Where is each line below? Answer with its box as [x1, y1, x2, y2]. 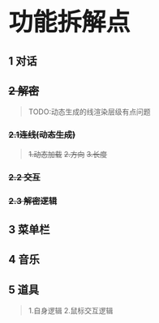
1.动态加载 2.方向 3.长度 [28, 149, 108, 159]
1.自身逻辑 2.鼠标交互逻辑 [28, 306, 114, 316]
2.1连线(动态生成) [8, 130, 75, 141]
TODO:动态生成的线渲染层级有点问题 [28, 107, 151, 117]
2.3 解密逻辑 [8, 195, 58, 206]
